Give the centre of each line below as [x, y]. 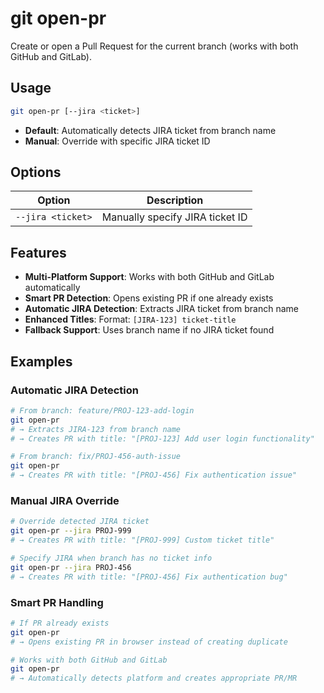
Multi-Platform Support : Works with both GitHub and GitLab [149, 277]
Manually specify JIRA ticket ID [174, 217]
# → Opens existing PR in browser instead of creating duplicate [149, 642]
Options [36, 172]
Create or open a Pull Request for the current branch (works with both [154, 46]
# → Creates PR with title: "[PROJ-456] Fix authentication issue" [154, 475]
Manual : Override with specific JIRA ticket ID [117, 141]
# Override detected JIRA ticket [80, 522]
